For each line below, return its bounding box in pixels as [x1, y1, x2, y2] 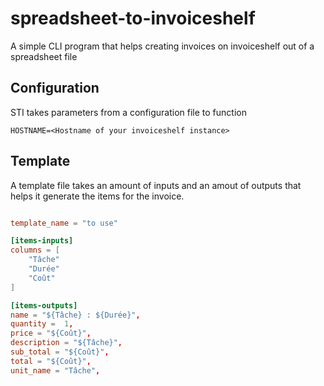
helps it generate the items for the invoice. [10, 190, 185, 202]
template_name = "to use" [10, 218, 118, 228]
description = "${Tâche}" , [10, 338, 123, 348]
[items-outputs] [10, 300, 78, 311]
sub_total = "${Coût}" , [10, 347, 110, 357]
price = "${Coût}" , [10, 328, 92, 339]
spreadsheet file [10, 50, 78, 62]
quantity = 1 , [10, 319, 74, 329]
